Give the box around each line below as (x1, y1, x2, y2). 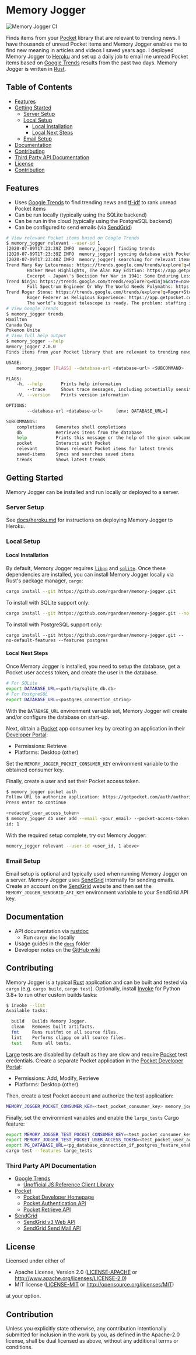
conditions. (6, 1343, 33, 1350)
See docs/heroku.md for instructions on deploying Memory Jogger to (6, 516, 173, 523)
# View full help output (6, 333, 66, 339)
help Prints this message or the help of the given (16, 435, 171, 441)
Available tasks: (6, 1008, 48, 1014)
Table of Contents (6, 83, 73, 92)
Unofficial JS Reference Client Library (23, 1181, 114, 1188)
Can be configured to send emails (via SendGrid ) (14, 224, 132, 231)
